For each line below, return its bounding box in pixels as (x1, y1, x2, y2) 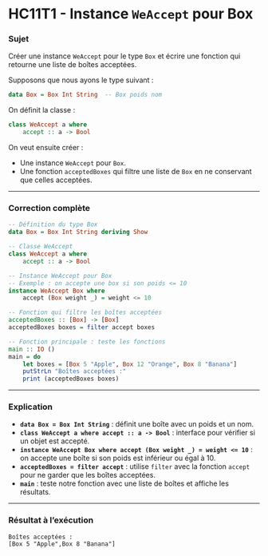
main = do (8, 352, 41, 360)
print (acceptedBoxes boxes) (22, 375, 120, 383)
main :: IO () (8, 345, 56, 353)
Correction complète (8, 203, 90, 214)
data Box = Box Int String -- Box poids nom (8, 91, 162, 99)
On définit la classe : (8, 105, 76, 115)
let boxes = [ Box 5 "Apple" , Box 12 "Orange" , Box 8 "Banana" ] (22, 360, 238, 368)
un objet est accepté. (19, 436, 90, 446)
